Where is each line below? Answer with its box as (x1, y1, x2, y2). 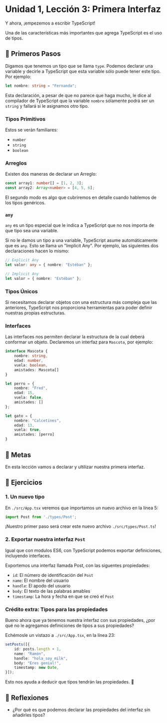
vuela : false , (14, 395, 43, 400)
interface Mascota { (5, 349, 48, 354)
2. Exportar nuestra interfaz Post (5, 536, 86, 543)
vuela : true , (14, 427, 41, 433)
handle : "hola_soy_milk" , (14, 656, 68, 661)
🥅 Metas (5, 451, 31, 459)
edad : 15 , (14, 391, 35, 396)
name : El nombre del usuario (12, 577, 69, 583)
